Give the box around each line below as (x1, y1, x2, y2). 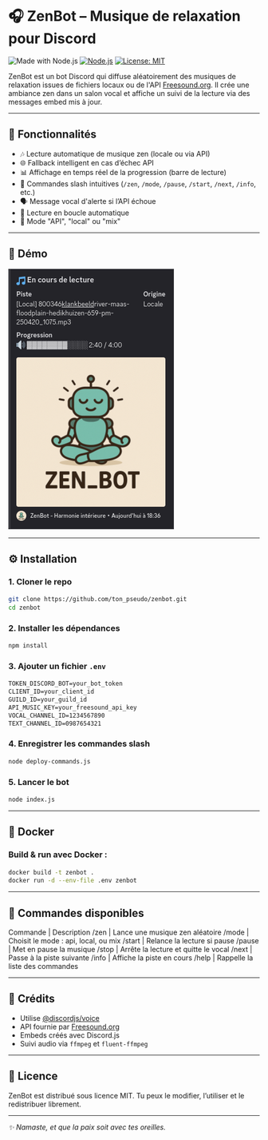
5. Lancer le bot (8, 776, 69, 787)
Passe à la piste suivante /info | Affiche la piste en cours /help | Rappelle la (8, 953, 254, 963)
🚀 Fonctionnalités (8, 128, 97, 142)
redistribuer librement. (8, 1099, 82, 1109)
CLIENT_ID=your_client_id (8, 688, 94, 696)
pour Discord (8, 30, 97, 48)
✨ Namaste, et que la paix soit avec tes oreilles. (8, 1122, 166, 1132)
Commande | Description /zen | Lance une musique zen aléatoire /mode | (8, 927, 250, 937)
